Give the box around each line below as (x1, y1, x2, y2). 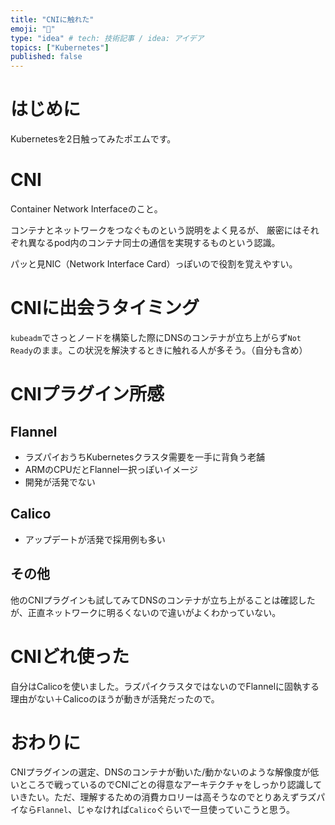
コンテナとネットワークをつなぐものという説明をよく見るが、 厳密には (10, 224, 302, 236)
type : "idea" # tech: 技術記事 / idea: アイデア (10, 33, 205, 43)
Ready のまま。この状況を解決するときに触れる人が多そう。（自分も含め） (10, 344, 308, 356)
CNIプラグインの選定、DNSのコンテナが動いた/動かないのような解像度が (10, 766, 311, 778)
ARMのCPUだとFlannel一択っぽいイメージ (24, 463, 199, 475)
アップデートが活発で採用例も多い (24, 533, 166, 545)
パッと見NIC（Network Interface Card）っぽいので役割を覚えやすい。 (10, 258, 298, 270)
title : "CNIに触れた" (10, 14, 95, 25)
